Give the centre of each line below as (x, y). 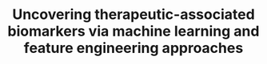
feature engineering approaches (133, 48)
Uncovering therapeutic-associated (133, 15)
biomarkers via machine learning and (133, 31)
